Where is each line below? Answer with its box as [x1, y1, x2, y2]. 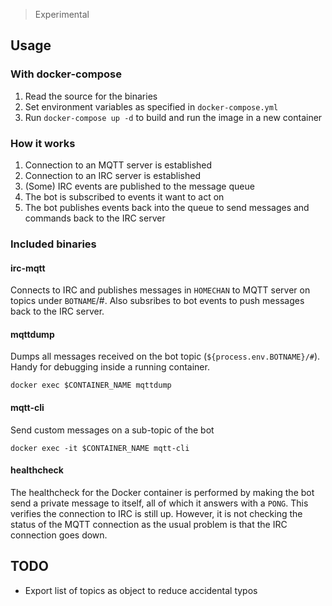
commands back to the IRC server [24, 212, 166, 224]
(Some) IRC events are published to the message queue [24, 180, 255, 192]
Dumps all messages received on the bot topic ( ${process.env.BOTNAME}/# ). [10, 350, 321, 363]
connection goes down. [10, 529, 108, 541]
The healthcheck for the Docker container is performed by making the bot [10, 486, 315, 498]
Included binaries [10, 237, 97, 251]
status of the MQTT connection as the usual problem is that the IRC [10, 518, 288, 530]
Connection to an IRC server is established [24, 169, 202, 181]
